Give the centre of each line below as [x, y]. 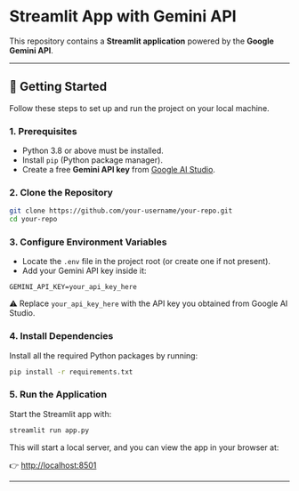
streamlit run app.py [49, 430]
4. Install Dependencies [61, 336]
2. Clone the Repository [61, 192]
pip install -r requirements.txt [71, 372]
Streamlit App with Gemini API [123, 16]
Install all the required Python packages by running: [104, 355]
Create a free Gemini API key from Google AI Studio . [119, 170]
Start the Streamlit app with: [61, 414]
